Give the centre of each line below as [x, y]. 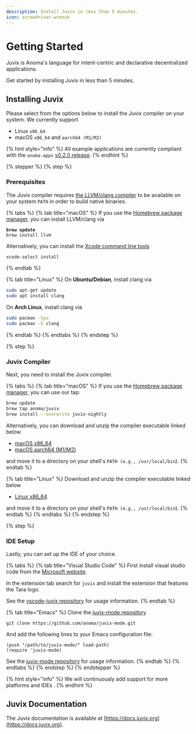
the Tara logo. [23, 590]
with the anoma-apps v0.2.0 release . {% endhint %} [67, 155]
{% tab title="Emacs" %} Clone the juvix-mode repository [76, 613]
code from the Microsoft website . [47, 572]
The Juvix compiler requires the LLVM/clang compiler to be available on [94, 195]
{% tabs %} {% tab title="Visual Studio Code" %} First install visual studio [96, 565]
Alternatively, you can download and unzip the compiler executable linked [96, 425]
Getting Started [45, 46]
